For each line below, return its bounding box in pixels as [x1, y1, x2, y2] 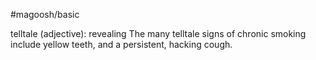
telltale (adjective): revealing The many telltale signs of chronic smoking [10, 28, 307, 39]
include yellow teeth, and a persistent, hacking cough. [10, 39, 233, 50]
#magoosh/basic [10, 9, 80, 20]
